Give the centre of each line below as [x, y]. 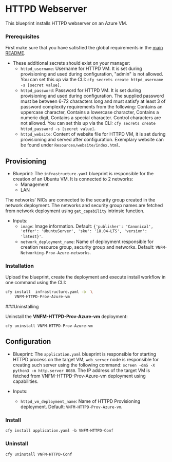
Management [34, 184]
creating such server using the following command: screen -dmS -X [84, 365]
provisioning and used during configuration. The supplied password [92, 96]
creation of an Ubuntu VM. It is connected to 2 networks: [73, 179]
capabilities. [25, 381]
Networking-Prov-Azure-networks [55, 253]
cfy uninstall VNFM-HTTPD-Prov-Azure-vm [49, 326]
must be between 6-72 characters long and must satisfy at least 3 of [93, 101]
